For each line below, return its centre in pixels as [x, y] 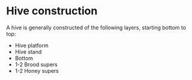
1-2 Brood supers [36, 64]
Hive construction [52, 11]
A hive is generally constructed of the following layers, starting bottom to [96, 27]
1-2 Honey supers [37, 70]
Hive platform [32, 45]
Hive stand [28, 51]
